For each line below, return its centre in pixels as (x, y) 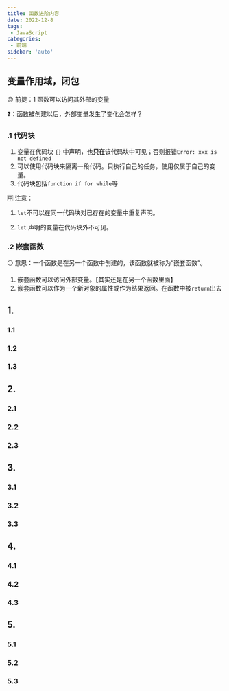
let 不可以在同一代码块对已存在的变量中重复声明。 (88, 212)
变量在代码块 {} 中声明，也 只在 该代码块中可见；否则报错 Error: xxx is (117, 151)
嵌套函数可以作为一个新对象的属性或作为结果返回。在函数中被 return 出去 (119, 288)
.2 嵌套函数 (26, 247)
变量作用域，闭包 (43, 81)
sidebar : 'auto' (30, 52)
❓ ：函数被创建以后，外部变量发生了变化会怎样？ (75, 113)
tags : (15, 26)
